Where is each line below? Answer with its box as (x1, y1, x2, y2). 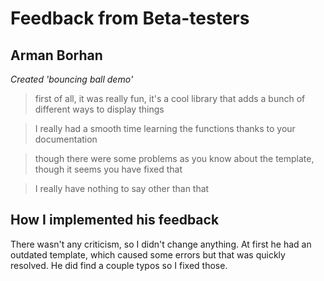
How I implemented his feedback (10, 212, 220, 229)
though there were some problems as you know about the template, (34, 153, 315, 164)
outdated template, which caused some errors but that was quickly (10, 248, 286, 261)
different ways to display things (34, 103, 165, 115)
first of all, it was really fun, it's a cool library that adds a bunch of (34, 93, 306, 104)
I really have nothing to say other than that (34, 183, 210, 194)
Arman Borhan (10, 47, 103, 64)
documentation (34, 133, 98, 145)
